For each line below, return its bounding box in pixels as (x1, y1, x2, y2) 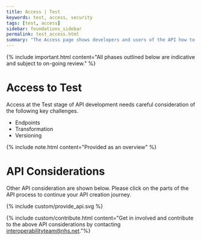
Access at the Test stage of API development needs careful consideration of (6, 101, 196, 108)
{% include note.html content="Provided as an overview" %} (6, 143, 157, 151)
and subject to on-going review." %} (6, 60, 96, 67)
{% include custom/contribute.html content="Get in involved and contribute (6, 214, 194, 221)
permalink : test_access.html (6, 31, 79, 37)
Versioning (14, 131, 42, 139)
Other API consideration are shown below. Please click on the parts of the (6, 185, 189, 192)
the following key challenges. (6, 107, 79, 115)
